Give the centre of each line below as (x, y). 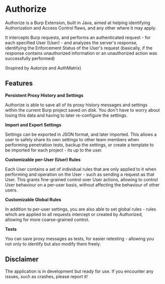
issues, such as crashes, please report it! (47, 276)
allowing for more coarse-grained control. (47, 220)
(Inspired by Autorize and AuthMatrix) (43, 68)
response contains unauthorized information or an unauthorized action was (81, 53)
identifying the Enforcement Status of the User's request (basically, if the (79, 48)
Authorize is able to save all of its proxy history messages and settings (76, 105)
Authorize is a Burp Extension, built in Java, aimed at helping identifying (78, 23)
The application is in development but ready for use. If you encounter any (79, 271)
